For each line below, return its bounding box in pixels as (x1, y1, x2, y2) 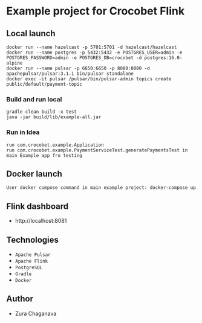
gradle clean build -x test (6, 109, 77, 115)
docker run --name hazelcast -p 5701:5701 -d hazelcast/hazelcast (6, 44, 177, 50)
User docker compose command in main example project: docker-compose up (6, 185, 197, 191)
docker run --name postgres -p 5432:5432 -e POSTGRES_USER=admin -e (6, 50, 183, 56)
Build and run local (6, 95, 62, 103)
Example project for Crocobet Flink (6, 4, 185, 18)
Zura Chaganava (15, 310, 57, 317)
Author (6, 294, 33, 304)
